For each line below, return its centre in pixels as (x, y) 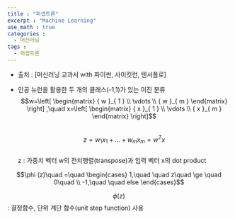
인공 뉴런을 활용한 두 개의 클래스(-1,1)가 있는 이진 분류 (91, 89)
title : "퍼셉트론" (33, 14)
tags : (17, 47)
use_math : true (31, 27)
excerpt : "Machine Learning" (52, 21)
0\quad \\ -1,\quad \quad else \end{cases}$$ (119, 182)
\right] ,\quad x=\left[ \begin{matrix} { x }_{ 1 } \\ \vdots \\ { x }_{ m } (124, 108)
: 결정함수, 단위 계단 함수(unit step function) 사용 (75, 208)
